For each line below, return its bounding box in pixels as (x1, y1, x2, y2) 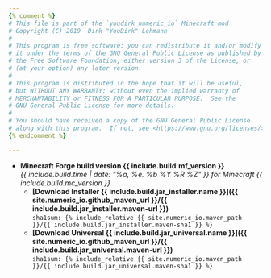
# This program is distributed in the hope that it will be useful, (8, 79, 244, 87)
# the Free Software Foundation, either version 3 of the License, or (8, 57, 251, 65)
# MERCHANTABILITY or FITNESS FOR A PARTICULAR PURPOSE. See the (8, 94, 236, 102)
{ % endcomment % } (8, 131, 67, 139)
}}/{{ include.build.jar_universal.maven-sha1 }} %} (31, 262, 214, 270)
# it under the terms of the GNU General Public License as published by (8, 49, 262, 57)
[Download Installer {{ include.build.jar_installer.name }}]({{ (31, 186, 239, 196)
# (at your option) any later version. (8, 64, 143, 73)
